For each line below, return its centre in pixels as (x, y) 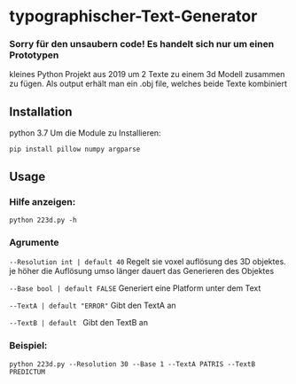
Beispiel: (28, 346)
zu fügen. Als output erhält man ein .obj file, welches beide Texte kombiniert (148, 84)
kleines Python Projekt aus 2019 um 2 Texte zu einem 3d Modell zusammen (147, 74)
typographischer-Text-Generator (133, 16)
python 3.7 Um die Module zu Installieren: (85, 133)
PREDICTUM (27, 372)
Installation (41, 111)
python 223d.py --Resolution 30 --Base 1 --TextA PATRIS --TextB (132, 364)
